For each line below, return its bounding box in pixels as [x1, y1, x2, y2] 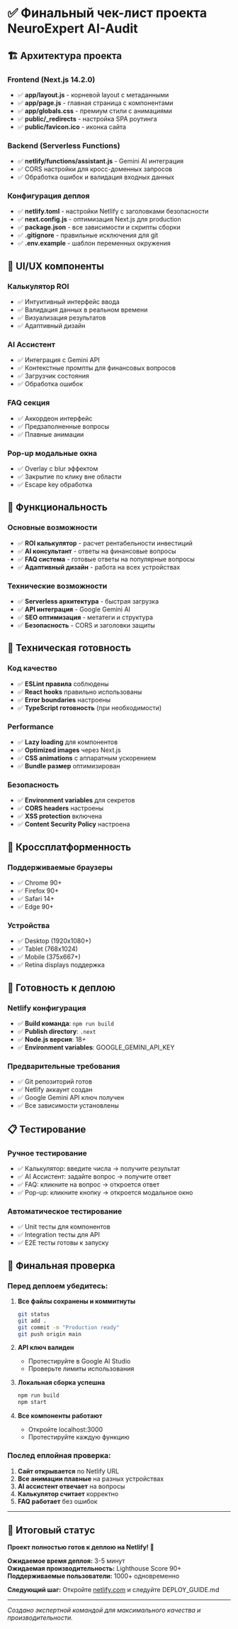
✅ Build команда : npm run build [17, 1019, 115, 1028]
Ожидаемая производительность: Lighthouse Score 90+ [7, 1564, 182, 1573]
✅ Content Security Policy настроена [17, 820, 130, 829]
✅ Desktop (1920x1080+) [17, 937, 92, 945]
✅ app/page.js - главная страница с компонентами [17, 98, 174, 107]
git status [17, 1310, 50, 1318]
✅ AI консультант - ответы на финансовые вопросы [17, 547, 176, 555]
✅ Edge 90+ [17, 903, 55, 910]
